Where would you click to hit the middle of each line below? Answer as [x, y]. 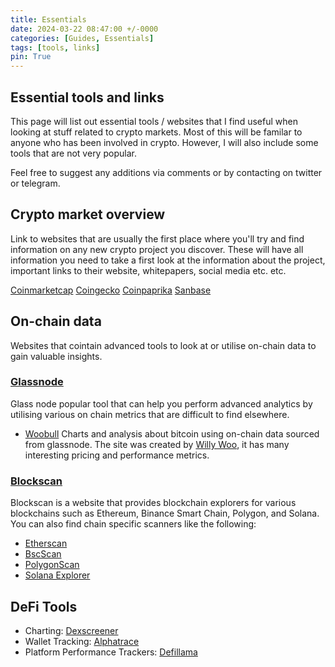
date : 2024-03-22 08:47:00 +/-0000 [84, 29]
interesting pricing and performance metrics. [117, 455]
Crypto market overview [88, 214]
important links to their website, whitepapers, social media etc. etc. [148, 270]
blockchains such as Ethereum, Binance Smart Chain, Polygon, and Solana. [165, 513]
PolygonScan [52, 565]
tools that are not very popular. [73, 153]
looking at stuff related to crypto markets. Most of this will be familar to [156, 132]
